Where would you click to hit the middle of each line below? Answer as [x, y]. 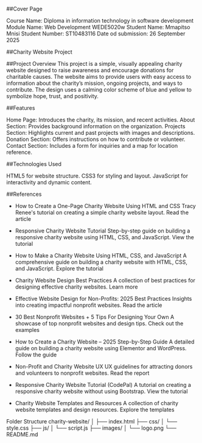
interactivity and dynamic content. [49, 182]
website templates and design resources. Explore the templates [95, 409]
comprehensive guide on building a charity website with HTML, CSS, [101, 262]
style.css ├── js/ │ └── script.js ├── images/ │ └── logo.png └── [92, 428]
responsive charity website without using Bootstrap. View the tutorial [101, 391]
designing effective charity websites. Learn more [76, 287]
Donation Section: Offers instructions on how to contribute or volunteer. [96, 139]
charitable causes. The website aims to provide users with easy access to [99, 77]
